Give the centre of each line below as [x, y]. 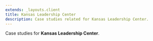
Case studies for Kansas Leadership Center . [53, 33]
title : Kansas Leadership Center [41, 14]
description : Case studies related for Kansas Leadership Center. [77, 19]
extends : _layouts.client [33, 10]
